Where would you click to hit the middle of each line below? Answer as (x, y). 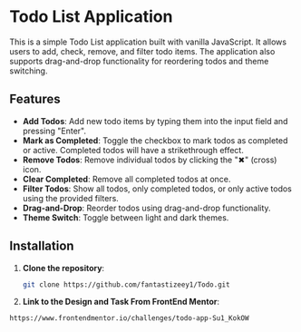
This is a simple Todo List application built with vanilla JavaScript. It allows (148, 42)
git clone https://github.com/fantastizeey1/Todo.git (126, 284)
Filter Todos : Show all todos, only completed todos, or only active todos (157, 189)
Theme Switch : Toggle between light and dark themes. (126, 217)
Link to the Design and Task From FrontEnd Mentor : (121, 302)
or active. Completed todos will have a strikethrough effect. (133, 150)
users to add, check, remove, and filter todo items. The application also (142, 51)
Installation (42, 246)
